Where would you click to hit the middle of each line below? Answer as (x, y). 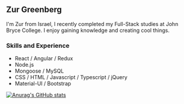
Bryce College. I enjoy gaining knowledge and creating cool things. (88, 30)
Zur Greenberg (34, 10)
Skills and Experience (38, 45)
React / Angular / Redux (44, 58)
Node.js (24, 65)
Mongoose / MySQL (39, 71)
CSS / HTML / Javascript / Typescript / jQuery (71, 77)
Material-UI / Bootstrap (43, 84)
